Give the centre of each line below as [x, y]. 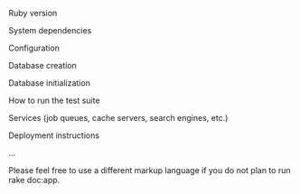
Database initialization [50, 83]
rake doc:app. [34, 180]
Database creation [43, 65]
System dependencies [50, 30]
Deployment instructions [54, 135]
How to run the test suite [54, 100]
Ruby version [33, 13]
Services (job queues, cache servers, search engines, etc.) [118, 118]
